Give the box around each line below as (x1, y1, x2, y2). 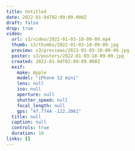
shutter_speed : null (17, 97, 68, 103)
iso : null (17, 86, 42, 92)
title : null (11, 114, 42, 119)
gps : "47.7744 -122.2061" (17, 108, 82, 114)
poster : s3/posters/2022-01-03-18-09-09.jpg (11, 53, 124, 59)
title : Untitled (6, 8, 47, 15)
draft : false (6, 20, 39, 26)
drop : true (6, 25, 33, 32)
